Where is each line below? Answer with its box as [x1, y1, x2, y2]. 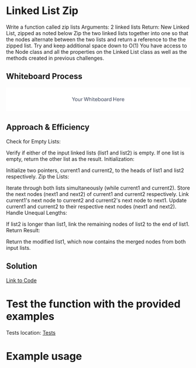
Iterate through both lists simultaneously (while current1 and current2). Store [6, 184, 190, 191]
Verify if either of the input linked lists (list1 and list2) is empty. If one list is [6, 149, 185, 156]
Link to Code [6, 277, 37, 284]
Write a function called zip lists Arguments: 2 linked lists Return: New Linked [6, 23, 190, 30]
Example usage [6, 349, 82, 363]
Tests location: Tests [6, 329, 56, 336]
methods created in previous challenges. [6, 54, 104, 61]
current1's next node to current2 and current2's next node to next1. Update [6, 197, 187, 204]
